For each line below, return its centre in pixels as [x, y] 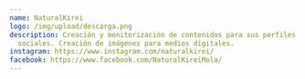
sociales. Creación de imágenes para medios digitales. [126, 43]
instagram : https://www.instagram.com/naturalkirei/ [112, 52]
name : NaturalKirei [47, 18]
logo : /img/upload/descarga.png [71, 26]
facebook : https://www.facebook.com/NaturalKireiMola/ [116, 60]
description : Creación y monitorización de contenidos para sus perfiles [153, 35]
